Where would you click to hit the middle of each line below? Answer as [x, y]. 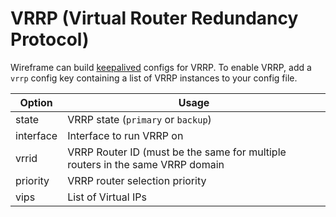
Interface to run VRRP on [125, 135]
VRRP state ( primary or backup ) [139, 119]
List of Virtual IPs [107, 197]
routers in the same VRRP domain [146, 164]
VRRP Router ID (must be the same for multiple [177, 152]
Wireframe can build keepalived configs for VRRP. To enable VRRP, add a [161, 67]
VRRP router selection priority [137, 180]
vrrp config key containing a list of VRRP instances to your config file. [154, 78]
